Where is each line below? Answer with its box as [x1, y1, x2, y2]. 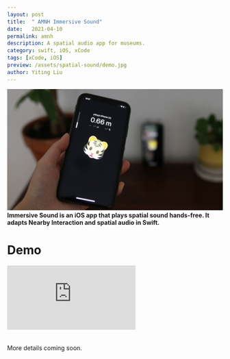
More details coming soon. [7, 344, 82, 352]
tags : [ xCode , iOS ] [7, 55, 63, 62]
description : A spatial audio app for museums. [7, 40, 146, 47]
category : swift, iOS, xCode [7, 47, 90, 54]
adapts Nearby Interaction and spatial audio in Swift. [7, 219, 159, 227]
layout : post [7, 11, 44, 18]
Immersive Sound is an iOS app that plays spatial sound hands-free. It [7, 211, 210, 219]
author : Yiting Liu [7, 69, 63, 75]
